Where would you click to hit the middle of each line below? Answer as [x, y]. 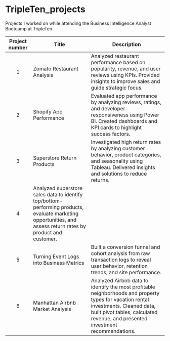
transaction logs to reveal [121, 260]
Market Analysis [52, 309]
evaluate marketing [56, 214]
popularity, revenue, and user [126, 68]
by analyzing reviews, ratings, [126, 102]
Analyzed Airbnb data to [120, 280]
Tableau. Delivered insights [123, 167]
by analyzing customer [118, 148]
